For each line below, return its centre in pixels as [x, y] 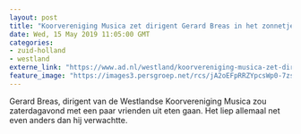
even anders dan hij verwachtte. [69, 120]
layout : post [34, 17]
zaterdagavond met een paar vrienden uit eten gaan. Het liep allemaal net [145, 110]
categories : [31, 42]
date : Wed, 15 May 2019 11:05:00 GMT [80, 34]
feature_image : [38, 76]
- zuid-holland [38, 51]
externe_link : [36, 68]
